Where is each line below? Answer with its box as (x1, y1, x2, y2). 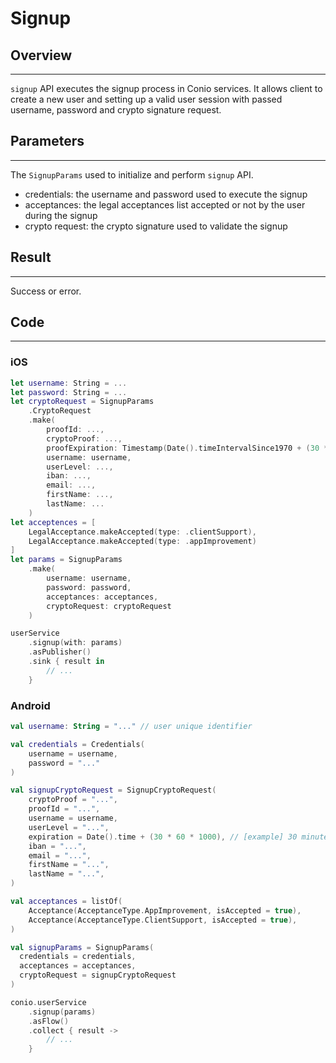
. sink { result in (28, 657, 105, 667)
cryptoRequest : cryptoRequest (46, 601, 172, 611)
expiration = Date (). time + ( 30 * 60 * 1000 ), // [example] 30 (28, 832, 298, 842)
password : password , (46, 582, 132, 592)
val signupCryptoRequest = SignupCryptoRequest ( (10, 785, 217, 796)
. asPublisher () (28, 647, 92, 657)
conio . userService (10, 997, 87, 1007)
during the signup (24, 209, 98, 221)
